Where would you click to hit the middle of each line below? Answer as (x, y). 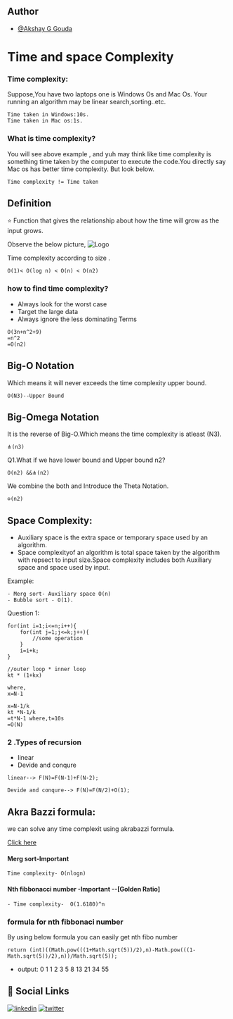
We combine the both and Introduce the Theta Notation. (88, 486)
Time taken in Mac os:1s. (45, 121)
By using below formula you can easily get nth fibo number (93, 937)
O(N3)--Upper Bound (36, 396)
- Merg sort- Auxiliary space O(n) (59, 594)
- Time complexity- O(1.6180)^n (56, 904)
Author (23, 12)
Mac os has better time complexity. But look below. (81, 169)
